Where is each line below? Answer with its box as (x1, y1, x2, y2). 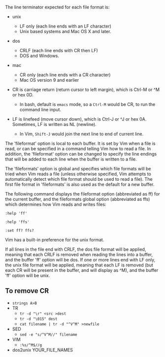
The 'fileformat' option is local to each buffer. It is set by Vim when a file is (5, 140, 156, 146)
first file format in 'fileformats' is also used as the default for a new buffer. (5, 182, 155, 187)
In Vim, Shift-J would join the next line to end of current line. (19, 131, 144, 137)
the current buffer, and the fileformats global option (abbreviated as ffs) (5, 196, 150, 202)
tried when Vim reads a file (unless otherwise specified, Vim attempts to (5, 171, 151, 177)
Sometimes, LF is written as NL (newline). (12, 122, 97, 127)
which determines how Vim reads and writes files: (5, 201, 107, 207)
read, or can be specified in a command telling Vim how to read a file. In (5, 146, 151, 152)
